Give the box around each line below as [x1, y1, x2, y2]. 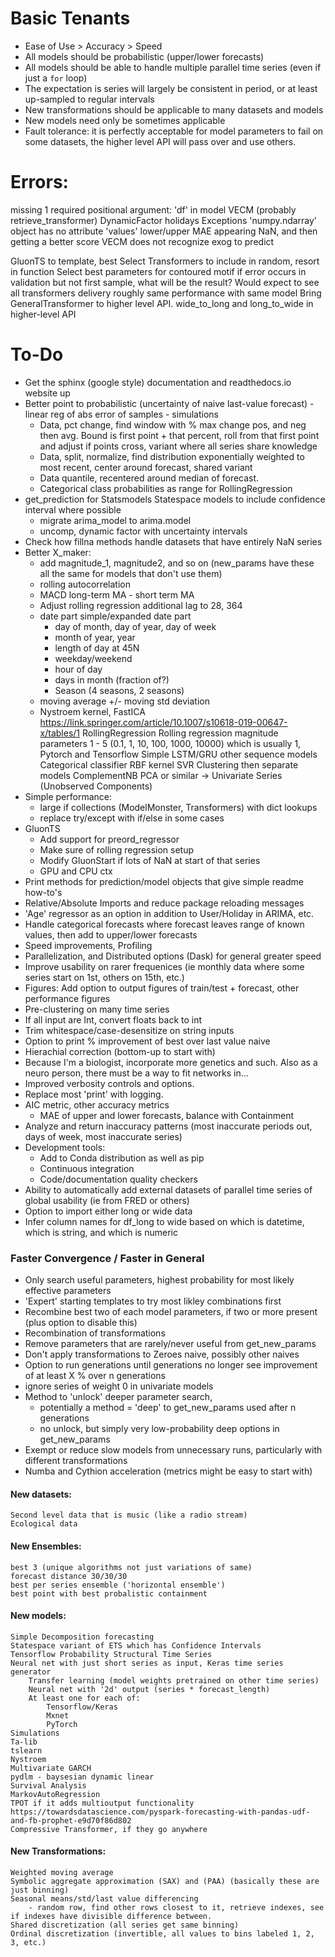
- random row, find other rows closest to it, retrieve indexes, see [28, 1902, 325, 1912]
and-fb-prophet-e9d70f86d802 [10, 1815, 132, 1826]
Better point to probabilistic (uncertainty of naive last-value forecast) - [24, 397, 315, 409]
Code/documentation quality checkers [39, 1173, 198, 1185]
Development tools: [24, 1141, 106, 1153]
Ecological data [10, 1519, 78, 1529]
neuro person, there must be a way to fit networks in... [24, 1067, 249, 1079]
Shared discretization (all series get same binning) [10, 1920, 240, 1930]
